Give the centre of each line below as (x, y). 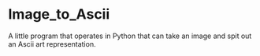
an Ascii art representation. (52, 44)
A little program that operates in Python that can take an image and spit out (130, 36)
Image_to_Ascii (59, 14)
